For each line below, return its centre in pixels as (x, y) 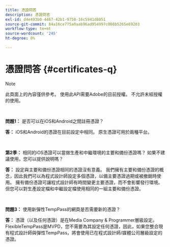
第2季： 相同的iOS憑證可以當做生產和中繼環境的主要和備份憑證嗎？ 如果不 (83, 152)
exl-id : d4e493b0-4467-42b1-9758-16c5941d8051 (55, 19)
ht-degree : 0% (20, 39)
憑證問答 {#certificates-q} (61, 69)
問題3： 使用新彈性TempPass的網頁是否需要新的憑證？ (63, 209)
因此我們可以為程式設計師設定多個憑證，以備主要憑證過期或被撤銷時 (85, 176)
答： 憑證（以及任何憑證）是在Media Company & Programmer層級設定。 (81, 220)
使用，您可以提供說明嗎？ (36, 159)
